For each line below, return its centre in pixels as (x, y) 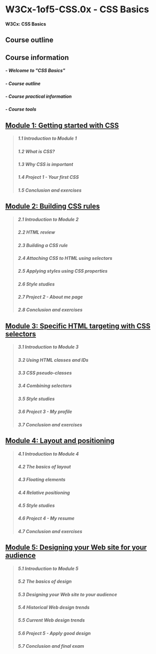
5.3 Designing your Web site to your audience (68, 594)
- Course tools (21, 109)
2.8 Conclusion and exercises (50, 310)
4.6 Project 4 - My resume (46, 518)
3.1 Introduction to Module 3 (48, 347)
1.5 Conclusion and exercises (50, 190)
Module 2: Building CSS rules (53, 206)
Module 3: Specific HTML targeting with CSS (78, 326)
